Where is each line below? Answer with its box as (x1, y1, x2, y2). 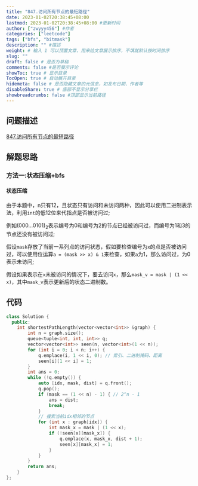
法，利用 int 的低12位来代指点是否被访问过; (6, 209, 110, 216)
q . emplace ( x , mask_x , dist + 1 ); (59, 436, 143, 442)
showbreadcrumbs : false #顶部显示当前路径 (6, 92, 106, 98)
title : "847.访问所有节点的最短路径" (6, 8, 90, 15)
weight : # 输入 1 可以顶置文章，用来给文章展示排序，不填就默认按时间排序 (6, 48, 170, 54)
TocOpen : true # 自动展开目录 (6, 75, 76, 81)
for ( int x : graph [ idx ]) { (38, 419, 109, 425)
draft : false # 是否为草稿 (6, 59, 69, 65)
